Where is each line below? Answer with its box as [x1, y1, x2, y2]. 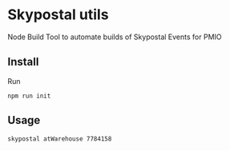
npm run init [7, 92, 51, 100]
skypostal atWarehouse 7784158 [7, 134, 112, 143]
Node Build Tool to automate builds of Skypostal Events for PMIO [7, 32, 222, 42]
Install [7, 55, 39, 69]
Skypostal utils [7, 6, 109, 24]
